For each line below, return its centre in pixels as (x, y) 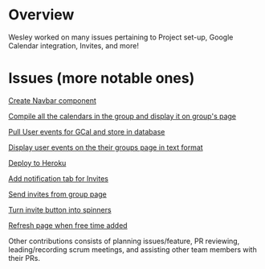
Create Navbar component (52, 100)
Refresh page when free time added (68, 225)
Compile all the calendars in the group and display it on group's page (122, 116)
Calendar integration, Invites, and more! (73, 45)
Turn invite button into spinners (60, 209)
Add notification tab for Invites (58, 178)
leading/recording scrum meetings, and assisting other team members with (132, 249)
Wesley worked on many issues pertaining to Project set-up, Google (121, 37)
